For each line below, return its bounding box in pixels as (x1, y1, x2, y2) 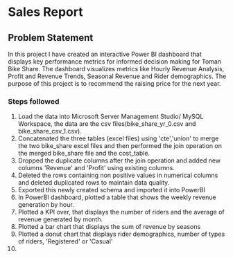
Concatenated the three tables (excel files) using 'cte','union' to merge (17, 134, 219, 142)
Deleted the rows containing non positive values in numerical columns (17, 171, 218, 180)
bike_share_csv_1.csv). (17, 127, 82, 136)
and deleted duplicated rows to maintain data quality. (17, 178, 170, 187)
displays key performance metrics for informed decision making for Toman (8, 57, 221, 66)
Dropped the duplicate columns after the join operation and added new (17, 156, 221, 165)
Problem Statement (8, 32, 94, 44)
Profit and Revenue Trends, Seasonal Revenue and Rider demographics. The (8, 72, 227, 80)
